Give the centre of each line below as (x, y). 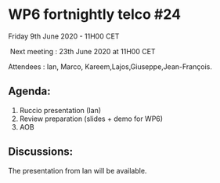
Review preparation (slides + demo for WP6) (91, 119)
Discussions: (40, 152)
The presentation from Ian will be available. (78, 170)
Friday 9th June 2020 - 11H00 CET (64, 36)
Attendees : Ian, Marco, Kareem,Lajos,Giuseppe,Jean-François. (110, 66)
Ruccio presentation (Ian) (60, 110)
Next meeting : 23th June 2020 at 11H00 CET (83, 51)
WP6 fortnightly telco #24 (95, 15)
